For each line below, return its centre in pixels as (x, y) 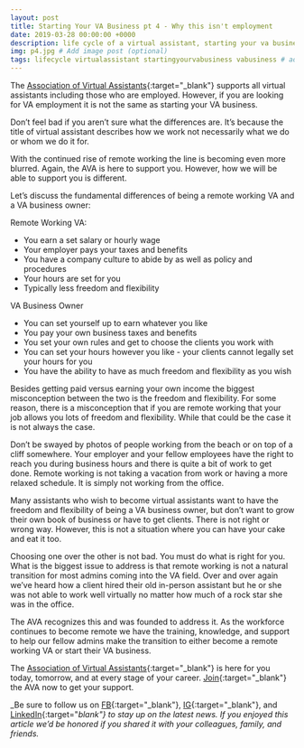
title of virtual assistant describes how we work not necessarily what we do (150, 131)
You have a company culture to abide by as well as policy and (138, 259)
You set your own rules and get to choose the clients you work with (148, 342)
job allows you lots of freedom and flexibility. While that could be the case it (151, 417)
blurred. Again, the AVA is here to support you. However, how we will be (144, 168)
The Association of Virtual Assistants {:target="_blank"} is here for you (140, 668)
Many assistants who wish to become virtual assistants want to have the (144, 500)
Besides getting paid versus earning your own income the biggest (133, 388)
